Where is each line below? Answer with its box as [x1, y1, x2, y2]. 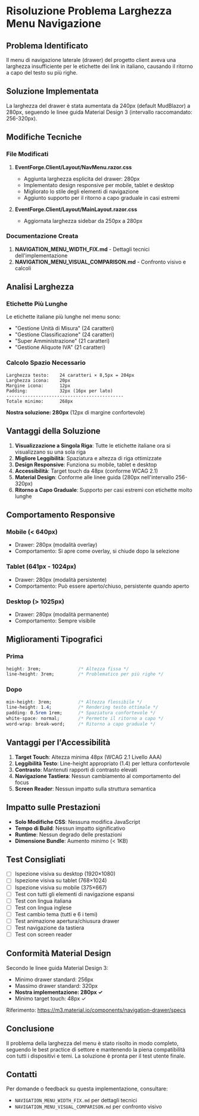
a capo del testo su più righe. [6, 69, 78, 76]
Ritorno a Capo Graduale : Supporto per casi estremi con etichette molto [14, 486, 192, 493]
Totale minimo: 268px [6, 398, 73, 404]
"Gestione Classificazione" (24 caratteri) [14, 331, 115, 338]
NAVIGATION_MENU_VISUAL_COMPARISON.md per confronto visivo [14, 1103, 162, 1110]
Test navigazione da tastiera [14, 924, 85, 931]
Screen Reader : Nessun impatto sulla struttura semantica [14, 785, 156, 792]
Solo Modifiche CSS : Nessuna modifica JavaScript [14, 818, 141, 825]
